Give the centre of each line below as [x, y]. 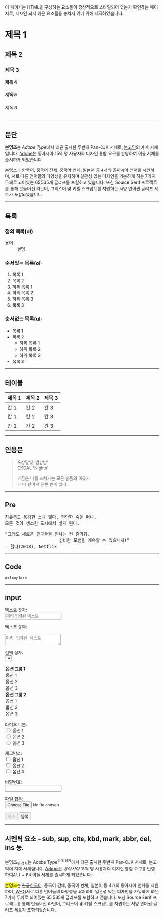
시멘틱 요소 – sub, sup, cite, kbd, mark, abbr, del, [78, 839]
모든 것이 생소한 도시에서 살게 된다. [42, 523]
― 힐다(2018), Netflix [31, 547]
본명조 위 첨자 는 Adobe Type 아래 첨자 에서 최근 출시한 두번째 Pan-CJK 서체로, [76, 862]
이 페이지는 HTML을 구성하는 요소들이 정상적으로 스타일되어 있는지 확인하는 [77, 7]
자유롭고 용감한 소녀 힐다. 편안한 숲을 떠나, [51, 517]
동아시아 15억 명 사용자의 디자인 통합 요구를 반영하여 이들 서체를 [98, 154]
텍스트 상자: [16, 610]
